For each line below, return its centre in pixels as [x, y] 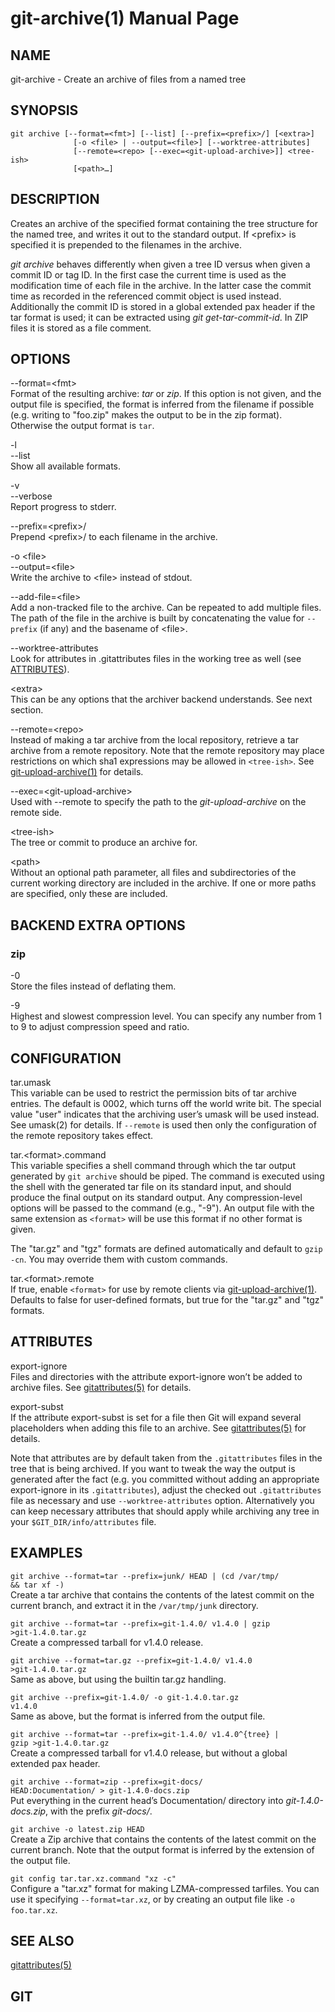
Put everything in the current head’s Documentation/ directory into [147, 1800]
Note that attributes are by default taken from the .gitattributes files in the [166, 1458]
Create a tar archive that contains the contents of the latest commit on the [162, 1594]
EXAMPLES [46, 1553]
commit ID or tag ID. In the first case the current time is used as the [148, 274]
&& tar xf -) [37, 1585]
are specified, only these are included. [89, 894]
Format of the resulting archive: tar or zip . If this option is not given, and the [166, 394]
